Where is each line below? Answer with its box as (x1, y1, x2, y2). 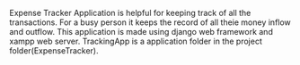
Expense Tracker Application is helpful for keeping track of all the (9, 8, 251, 18)
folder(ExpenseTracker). (9, 45, 99, 56)
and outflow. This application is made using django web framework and (9, 27, 274, 37)
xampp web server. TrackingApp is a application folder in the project (9, 36, 263, 46)
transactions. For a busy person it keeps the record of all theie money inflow (9, 17, 292, 28)
